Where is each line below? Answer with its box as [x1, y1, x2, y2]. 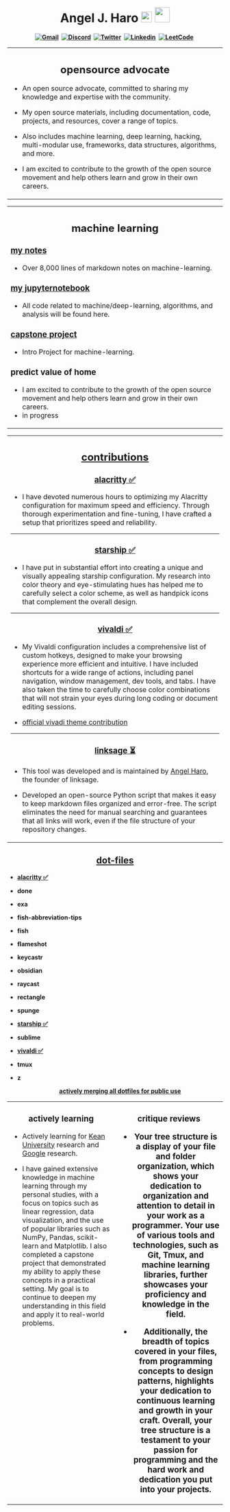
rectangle [16, 993, 46, 1001]
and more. [22, 149, 55, 158]
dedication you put [139, 1474, 213, 1485]
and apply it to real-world [22, 1310, 105, 1319]
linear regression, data [22, 1207, 94, 1216]
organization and [142, 1190, 209, 1201]
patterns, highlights [137, 1376, 214, 1387]
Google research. [22, 1149, 78, 1158]
